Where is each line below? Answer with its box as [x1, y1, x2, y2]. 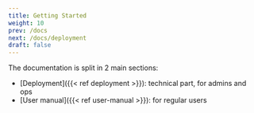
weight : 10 [8, 19, 44, 27]
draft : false [8, 41, 52, 49]
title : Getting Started [8, 11, 87, 20]
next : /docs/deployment [8, 33, 87, 42]
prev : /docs [8, 26, 48, 34]
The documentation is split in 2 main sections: [8, 63, 159, 72]
